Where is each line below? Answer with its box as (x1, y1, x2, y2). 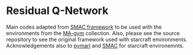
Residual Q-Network (6, 4, 108, 18)
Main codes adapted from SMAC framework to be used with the (6, 23, 162, 30)
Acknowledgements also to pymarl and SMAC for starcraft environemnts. (6, 42, 185, 49)
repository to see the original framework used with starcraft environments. (6, 36, 188, 43)
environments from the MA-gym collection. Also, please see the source (6, 29, 180, 36)
